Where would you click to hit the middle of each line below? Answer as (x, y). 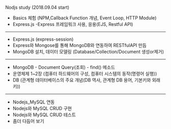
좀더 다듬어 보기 (28, 121)
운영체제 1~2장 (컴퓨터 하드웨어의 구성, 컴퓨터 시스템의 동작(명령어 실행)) (85, 74)
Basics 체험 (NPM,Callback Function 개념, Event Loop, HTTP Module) (84, 18)
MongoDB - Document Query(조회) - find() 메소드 (64, 67)
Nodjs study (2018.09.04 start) (37, 7)
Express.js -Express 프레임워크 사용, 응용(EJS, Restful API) (73, 24)
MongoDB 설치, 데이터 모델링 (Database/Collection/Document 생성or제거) (88, 51)
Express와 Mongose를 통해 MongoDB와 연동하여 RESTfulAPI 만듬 (79, 45)
